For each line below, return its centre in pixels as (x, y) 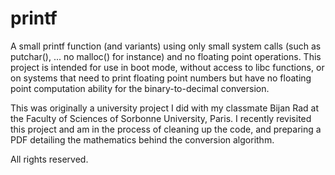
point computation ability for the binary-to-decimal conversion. (140, 88)
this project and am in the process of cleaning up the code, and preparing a (166, 129)
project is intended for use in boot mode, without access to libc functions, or (167, 67)
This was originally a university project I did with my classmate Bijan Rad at (165, 108)
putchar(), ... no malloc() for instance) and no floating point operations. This (166, 56)
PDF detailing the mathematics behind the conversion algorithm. (142, 139)
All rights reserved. (49, 159)
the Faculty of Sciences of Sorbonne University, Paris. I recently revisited (161, 118)
